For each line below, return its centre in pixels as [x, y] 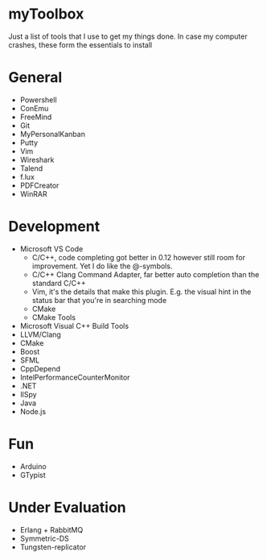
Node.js [33, 411]
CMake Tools [54, 317]
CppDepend [40, 368]
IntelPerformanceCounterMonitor [75, 377]
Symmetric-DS [45, 538]
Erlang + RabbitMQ [51, 529]
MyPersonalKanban [53, 134]
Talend [31, 168]
